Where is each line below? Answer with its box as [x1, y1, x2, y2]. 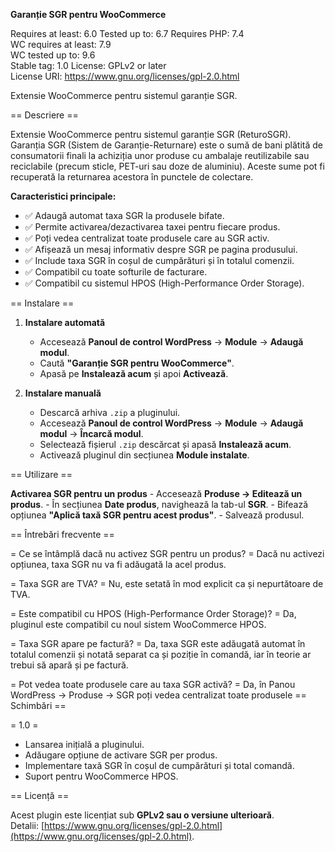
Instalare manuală [24, 387, 102, 399]
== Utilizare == [10, 469, 73, 480]
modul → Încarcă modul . [39, 428, 144, 439]
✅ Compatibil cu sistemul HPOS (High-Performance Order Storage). [24, 277, 305, 289]
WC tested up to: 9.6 [10, 49, 96, 61]
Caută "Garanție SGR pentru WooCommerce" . [39, 357, 235, 369]
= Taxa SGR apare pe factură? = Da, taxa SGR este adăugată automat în [10, 638, 306, 649]
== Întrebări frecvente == [10, 529, 115, 540]
